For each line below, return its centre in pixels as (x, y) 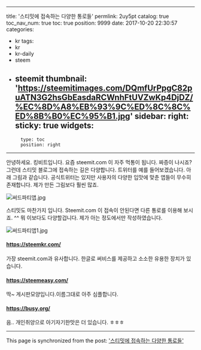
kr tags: (24, 41)
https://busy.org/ (28, 308)
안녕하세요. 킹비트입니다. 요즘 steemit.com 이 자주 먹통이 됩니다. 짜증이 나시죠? (99, 162)
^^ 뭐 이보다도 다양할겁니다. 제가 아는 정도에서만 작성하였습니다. (88, 218)
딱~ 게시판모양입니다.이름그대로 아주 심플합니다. (62, 294)
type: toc (33, 139)
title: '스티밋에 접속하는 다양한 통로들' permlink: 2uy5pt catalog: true (88, 16)
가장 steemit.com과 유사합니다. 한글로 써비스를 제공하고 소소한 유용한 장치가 (96, 259)
